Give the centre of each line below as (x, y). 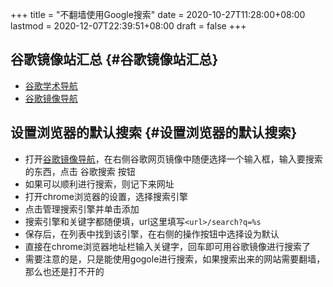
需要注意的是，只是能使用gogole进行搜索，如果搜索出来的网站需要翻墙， (175, 259)
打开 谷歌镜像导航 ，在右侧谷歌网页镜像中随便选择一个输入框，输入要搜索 (173, 159)
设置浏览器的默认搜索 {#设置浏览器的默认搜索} (154, 133)
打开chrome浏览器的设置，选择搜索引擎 (106, 196)
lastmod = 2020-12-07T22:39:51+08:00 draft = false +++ (128, 26)
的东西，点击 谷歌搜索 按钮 (80, 171)
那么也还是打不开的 (64, 271)
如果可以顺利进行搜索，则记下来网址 (99, 184)
